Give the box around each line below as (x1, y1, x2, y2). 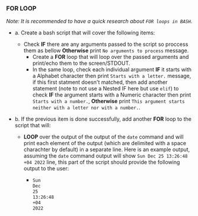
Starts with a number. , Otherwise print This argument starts (32, 98, 185, 105)
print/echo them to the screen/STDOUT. (32, 60, 130, 67)
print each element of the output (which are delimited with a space (23, 140, 187, 147)
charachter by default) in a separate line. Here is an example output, (23, 146, 190, 153)
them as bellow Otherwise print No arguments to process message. (23, 47, 189, 54)
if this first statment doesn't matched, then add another (32, 79, 168, 86)
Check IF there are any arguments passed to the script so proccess (23, 40, 189, 48)
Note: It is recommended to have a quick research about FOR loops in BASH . (6, 18, 193, 25)
